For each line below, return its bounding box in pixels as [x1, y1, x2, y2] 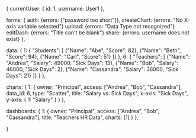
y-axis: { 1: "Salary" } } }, [6, 96, 66, 103]
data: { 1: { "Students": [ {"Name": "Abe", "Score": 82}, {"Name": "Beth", [6, 47, 181, 54]
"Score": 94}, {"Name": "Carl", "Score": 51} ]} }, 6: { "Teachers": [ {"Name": [6, 53, 190, 60]
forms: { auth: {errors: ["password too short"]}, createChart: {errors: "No [6, 17, 183, 23]
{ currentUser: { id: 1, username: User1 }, [6, 5, 105, 12]
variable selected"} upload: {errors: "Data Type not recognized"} [17, 23, 175, 30]
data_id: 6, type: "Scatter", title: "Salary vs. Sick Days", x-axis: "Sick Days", [6, 90, 188, 97]
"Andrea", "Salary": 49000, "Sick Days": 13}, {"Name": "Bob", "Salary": [6, 59, 179, 66]
